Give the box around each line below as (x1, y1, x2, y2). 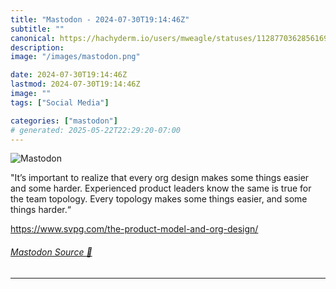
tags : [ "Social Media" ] (10, 97, 110, 108)
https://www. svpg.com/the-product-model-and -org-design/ (10, 223, 259, 235)
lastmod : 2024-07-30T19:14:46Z (10, 79, 141, 90)
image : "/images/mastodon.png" (10, 52, 141, 62)
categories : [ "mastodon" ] (10, 116, 118, 126)
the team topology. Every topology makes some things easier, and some (10, 193, 308, 205)
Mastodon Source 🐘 (10, 246, 93, 258)
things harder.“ (10, 204, 72, 216)
